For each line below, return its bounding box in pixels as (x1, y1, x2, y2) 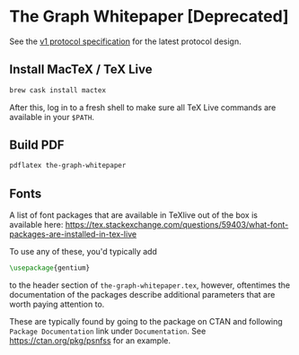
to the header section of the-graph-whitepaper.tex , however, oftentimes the (9, 280, 290, 290)
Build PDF (9, 137, 65, 153)
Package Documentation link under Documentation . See (9, 325, 207, 336)
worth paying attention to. (9, 299, 105, 309)
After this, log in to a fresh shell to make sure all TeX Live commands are (9, 101, 277, 113)
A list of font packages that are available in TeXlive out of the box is (9, 210, 259, 221)
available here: (9, 220, 64, 230)
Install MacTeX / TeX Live (9, 62, 153, 77)
